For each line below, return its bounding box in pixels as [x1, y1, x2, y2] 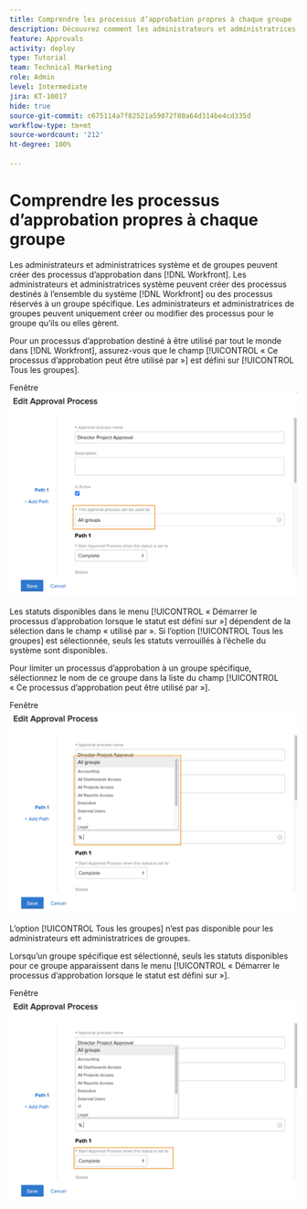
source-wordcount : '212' [9, 131, 104, 140]
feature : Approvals [9, 34, 84, 43]
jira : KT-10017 [9, 91, 68, 101]
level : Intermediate [9, 82, 89, 91]
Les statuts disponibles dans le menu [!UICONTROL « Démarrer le [9, 606, 258, 617]
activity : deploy [9, 44, 76, 53]
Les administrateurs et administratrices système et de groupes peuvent [9, 259, 279, 270]
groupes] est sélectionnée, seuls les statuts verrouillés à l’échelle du [9, 635, 267, 646]
